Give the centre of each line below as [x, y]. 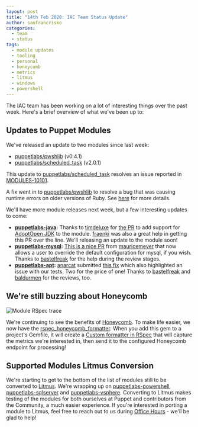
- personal [25, 61]
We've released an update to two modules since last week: [78, 145]
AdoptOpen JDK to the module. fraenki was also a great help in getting [101, 233]
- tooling [23, 56]
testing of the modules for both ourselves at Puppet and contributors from [96, 399]
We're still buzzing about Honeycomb [77, 296]
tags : [13, 45]
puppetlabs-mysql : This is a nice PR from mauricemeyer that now [95, 246]
